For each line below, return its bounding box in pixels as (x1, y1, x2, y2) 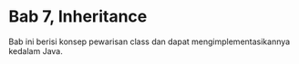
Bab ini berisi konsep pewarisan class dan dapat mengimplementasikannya (8, 36, 291, 47)
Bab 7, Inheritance (8, 6, 148, 27)
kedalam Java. (8, 45, 63, 56)
